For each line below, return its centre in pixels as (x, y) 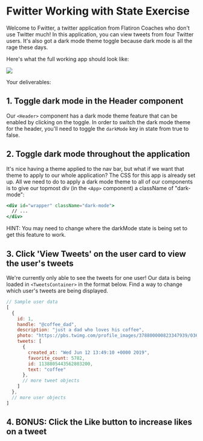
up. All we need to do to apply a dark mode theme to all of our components (100, 181)
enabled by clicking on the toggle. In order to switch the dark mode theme (98, 122)
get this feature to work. (36, 235)
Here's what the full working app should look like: (68, 59)
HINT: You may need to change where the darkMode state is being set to (97, 228)
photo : (25, 336)
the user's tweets (40, 263)
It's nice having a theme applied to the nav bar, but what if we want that (95, 168)
